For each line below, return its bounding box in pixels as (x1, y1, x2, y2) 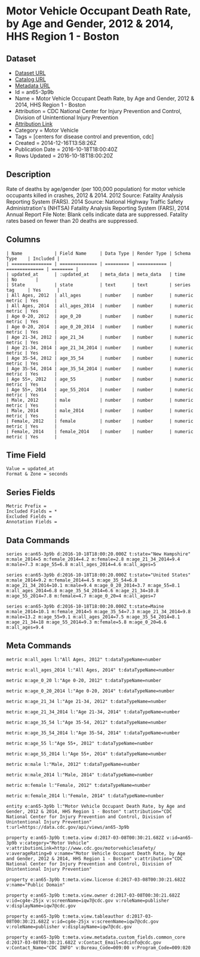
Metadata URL (14, 82, 51, 89)
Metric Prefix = (6, 503, 47, 510)
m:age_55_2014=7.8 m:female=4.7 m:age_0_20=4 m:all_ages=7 (6, 593, 156, 599)
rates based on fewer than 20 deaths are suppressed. (6, 217, 139, 224)
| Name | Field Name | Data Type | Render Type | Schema (6, 250, 191, 256)
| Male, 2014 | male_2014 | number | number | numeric (6, 407, 194, 414)
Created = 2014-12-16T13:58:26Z (14, 140, 97, 146)
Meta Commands (6, 641, 72, 651)
